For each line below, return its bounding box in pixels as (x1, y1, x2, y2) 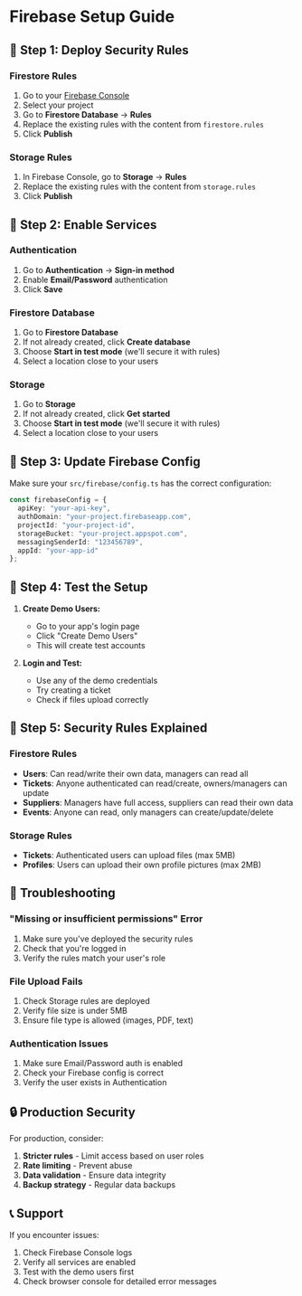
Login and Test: (22, 657, 83, 668)
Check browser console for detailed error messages (22, 1275, 217, 1286)
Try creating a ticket (35, 685, 111, 695)
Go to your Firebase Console (22, 90, 129, 100)
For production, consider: (9, 1133, 104, 1144)
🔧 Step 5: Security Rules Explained (9, 721, 208, 736)
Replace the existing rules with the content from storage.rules (22, 181, 256, 192)
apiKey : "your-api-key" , (17, 504, 111, 513)
